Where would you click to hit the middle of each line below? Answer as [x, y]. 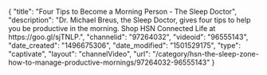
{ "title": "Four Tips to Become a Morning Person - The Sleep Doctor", [123, 12]
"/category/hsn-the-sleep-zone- [206, 54]
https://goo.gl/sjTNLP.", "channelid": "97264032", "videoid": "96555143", [128, 37]
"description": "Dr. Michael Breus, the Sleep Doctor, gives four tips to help [130, 20]
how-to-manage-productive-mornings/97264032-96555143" [109, 62]
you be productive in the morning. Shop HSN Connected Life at [112, 28]
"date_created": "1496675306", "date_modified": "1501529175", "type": [125, 45]
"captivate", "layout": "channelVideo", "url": [80, 54]
